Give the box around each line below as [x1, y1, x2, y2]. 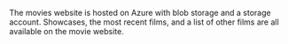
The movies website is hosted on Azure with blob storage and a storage [9, 8, 272, 18]
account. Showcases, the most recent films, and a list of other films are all [9, 17, 279, 27]
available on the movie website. [9, 26, 124, 36]
